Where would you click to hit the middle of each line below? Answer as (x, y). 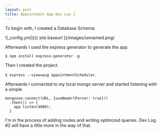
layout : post (18, 10)
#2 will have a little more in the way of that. (48, 125)
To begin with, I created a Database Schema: (50, 28)
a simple (13, 89)
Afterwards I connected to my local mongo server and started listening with (81, 84)
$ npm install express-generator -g (42, 56)
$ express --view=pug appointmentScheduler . (51, 74)
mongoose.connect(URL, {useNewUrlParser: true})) (57, 98)
